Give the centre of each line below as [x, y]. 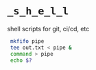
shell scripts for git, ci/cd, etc [48, 29]
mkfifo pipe [27, 41]
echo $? [21, 60]
